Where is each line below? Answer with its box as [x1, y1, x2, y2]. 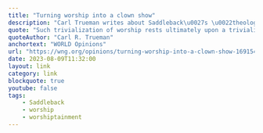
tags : [8, 92, 26, 99]
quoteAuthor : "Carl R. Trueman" [8, 33, 113, 41]
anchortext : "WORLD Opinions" [8, 41, 107, 49]
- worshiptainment [22, 113, 82, 121]
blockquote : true [8, 77, 65, 84]
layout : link [8, 63, 51, 70]
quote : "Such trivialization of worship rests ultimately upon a [8, 26, 225, 34]
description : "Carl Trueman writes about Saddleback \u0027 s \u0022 [8, 19, 233, 27]
